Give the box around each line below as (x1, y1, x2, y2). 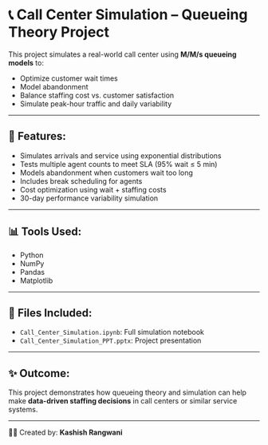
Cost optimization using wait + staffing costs (19, 185, 167, 194)
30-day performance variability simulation (19, 193, 159, 203)
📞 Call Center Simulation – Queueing (8, 6, 248, 24)
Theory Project (8, 23, 110, 42)
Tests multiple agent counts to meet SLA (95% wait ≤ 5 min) (19, 159, 218, 169)
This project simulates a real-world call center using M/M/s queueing (8, 50, 237, 59)
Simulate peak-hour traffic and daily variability (19, 98, 172, 109)
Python (19, 250, 44, 260)
